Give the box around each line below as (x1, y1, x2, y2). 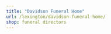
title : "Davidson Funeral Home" (6, 8, 85, 14)
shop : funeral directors (6, 19, 67, 25)
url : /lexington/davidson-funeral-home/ (6, 14, 106, 20)
